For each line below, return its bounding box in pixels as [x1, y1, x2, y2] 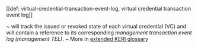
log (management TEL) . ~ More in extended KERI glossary [6, 36, 149, 42]
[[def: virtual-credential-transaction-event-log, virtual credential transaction [6, 5, 191, 12]
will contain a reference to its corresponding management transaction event [6, 29, 193, 36]
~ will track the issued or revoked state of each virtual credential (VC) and [6, 23, 187, 30]
